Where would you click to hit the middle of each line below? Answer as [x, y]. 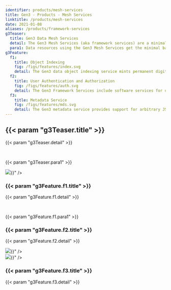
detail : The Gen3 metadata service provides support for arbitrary [87, 110]
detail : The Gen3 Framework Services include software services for [89, 90]
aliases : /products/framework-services [48, 29]
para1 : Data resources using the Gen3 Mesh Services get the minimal [85, 48]
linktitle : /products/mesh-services [44, 19]
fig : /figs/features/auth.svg [47, 86]
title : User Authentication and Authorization [65, 81]
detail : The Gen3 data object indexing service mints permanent [84, 72]
